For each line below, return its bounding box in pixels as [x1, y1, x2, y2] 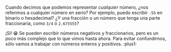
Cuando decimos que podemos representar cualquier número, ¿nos [5, 5, 148, 10]
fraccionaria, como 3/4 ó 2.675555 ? [5, 20, 79, 26]
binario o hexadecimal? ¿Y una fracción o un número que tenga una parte [5, 15, 160, 21]
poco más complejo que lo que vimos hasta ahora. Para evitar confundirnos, [5, 35, 166, 41]
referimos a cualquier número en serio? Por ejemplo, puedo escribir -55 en [5, 10, 163, 16]
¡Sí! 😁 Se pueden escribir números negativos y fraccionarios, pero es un [5, 30, 159, 36]
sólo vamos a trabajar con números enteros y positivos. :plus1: [5, 41, 137, 47]
